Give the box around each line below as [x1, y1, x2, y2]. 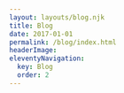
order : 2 [17, 71, 50, 80]
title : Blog [9, 21, 53, 30]
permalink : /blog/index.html [9, 37, 117, 47]
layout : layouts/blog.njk [9, 12, 105, 22]
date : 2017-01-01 [9, 29, 74, 38]
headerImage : [9, 46, 58, 55]
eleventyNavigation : [9, 54, 86, 63]
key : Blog [17, 63, 53, 72]
